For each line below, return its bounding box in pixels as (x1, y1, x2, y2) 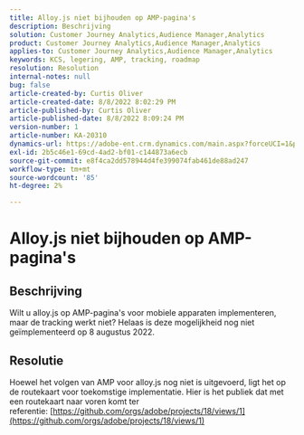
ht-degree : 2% (9, 182, 63, 191)
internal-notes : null (9, 72, 91, 81)
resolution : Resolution (9, 64, 100, 73)
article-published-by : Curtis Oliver (9, 106, 152, 115)
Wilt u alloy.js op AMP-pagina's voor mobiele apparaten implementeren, (9, 307, 277, 318)
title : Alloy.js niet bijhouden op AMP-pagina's (9, 13, 196, 23)
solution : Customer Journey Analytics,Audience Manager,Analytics (9, 30, 265, 39)
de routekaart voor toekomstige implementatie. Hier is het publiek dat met (9, 386, 284, 397)
